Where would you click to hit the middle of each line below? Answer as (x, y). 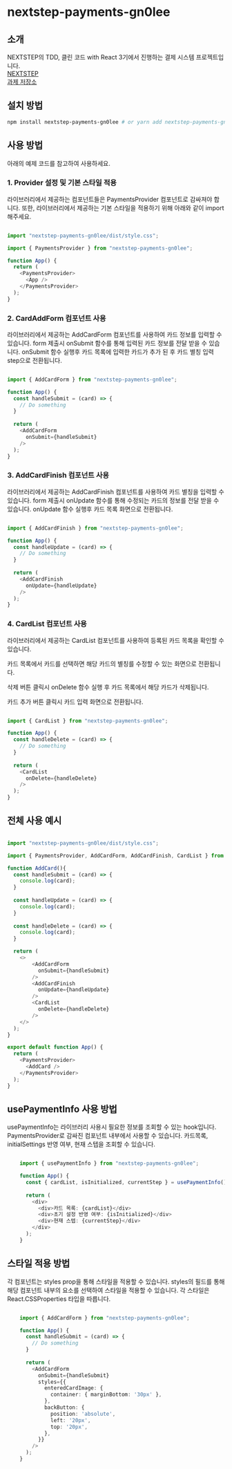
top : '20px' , (69, 1427)
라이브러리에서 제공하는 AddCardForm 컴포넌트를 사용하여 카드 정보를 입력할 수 (115, 334)
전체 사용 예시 (35, 821)
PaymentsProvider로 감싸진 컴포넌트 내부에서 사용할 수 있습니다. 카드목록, (108, 1136)
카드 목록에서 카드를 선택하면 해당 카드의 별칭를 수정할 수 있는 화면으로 (102, 664)
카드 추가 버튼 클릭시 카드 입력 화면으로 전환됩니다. (75, 702)
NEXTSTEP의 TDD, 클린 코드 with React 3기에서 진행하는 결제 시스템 (101, 57)
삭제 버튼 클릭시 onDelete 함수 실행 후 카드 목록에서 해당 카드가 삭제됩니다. (108, 687)
